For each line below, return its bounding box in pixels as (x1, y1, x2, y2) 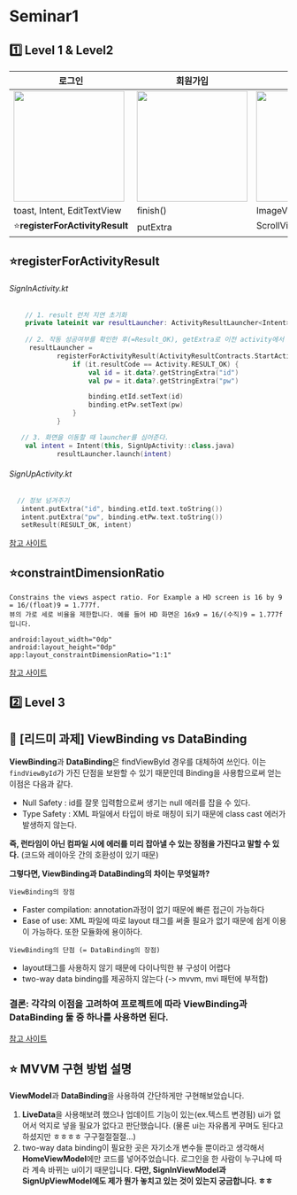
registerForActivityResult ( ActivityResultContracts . (56, 352, 255, 361)
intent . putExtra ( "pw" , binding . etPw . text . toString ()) (20, 512, 224, 522)
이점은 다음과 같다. (9, 779, 73, 789)
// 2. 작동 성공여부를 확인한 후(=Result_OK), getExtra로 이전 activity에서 (25, 335, 285, 345)
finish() (136, 205, 167, 216)
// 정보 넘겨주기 (17, 496, 70, 505)
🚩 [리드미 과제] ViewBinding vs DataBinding (9, 731, 247, 746)
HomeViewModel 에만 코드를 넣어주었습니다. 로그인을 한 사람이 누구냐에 (21, 1153, 273, 1164)
